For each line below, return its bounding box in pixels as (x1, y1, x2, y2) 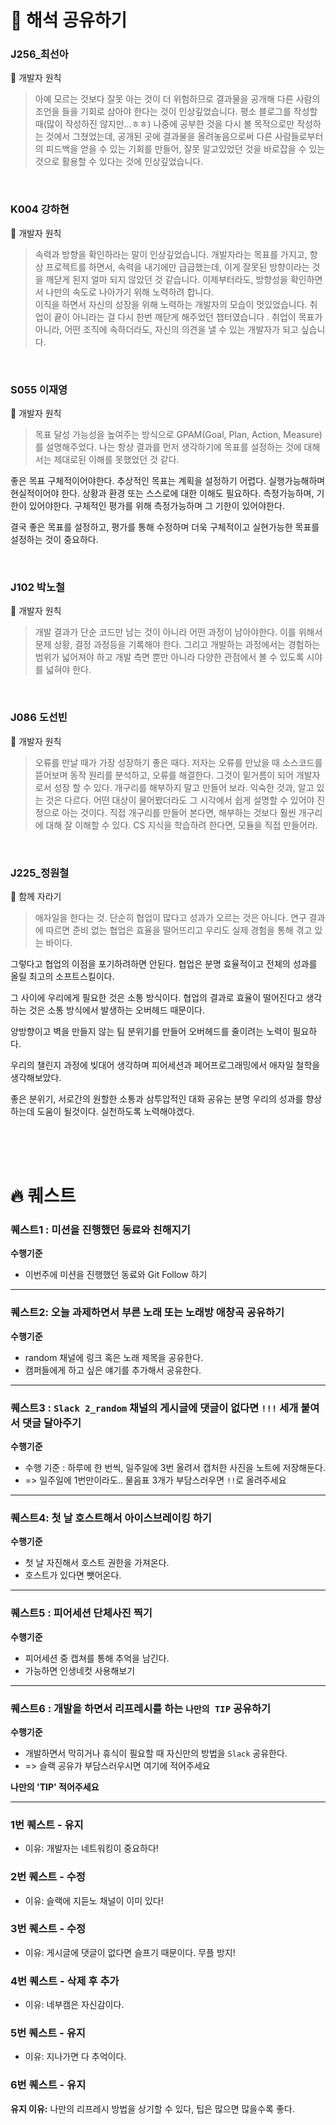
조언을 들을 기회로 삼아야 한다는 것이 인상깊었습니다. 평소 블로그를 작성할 (34, 106, 318, 118)
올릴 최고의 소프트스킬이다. (10, 970, 115, 982)
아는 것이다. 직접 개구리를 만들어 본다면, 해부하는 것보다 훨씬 (61, 806, 297, 818)
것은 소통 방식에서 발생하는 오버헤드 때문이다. (28, 1004, 206, 1016)
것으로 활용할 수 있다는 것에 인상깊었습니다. (34, 156, 204, 168)
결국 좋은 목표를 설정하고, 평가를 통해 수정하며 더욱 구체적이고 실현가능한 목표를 (10, 521, 320, 533)
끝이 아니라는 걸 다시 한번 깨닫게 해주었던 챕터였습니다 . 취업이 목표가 (53, 311, 323, 323)
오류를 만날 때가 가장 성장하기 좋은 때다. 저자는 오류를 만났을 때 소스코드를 (34, 756, 323, 768)
